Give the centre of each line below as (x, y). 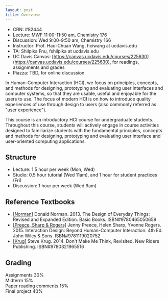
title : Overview (22, 15)
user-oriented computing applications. (45, 141)
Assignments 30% (25, 275)
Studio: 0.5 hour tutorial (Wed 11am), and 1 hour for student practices (85, 175)
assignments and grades (39, 67)
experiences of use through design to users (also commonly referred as (81, 104)
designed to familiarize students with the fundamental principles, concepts (84, 130)
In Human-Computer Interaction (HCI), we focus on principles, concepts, (82, 83)
